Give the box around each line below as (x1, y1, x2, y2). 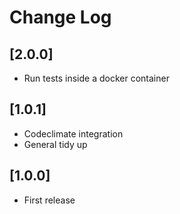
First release (23, 194, 76, 206)
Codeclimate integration (23, 127, 124, 140)
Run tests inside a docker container (23, 72, 170, 84)
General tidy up (23, 138, 88, 150)
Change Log (9, 6, 112, 29)
